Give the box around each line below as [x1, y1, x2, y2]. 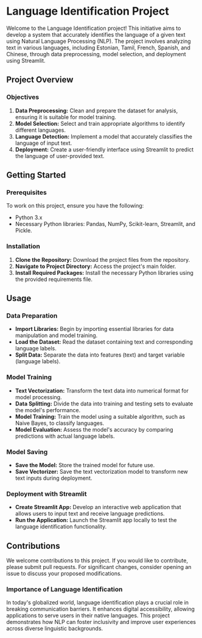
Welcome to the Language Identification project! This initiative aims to [6, 24, 181, 32]
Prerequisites [6, 188, 47, 197]
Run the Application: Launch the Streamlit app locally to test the [15, 517, 177, 524]
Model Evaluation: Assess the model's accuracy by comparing [15, 426, 173, 433]
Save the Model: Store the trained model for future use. [15, 461, 155, 468]
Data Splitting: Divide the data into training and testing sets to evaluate [15, 400, 193, 407]
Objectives [6, 93, 40, 101]
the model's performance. [15, 406, 81, 413]
